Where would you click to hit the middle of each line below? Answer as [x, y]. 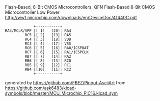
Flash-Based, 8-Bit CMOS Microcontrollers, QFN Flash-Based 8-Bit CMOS [80, 7]
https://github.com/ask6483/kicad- [41, 88]
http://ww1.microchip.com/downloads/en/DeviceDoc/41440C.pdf [71, 17]
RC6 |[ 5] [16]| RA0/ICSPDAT [57, 48]
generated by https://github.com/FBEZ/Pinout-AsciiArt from [66, 83]
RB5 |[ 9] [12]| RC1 [48, 65]
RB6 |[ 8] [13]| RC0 [48, 61]
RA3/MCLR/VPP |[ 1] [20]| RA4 [38, 31]
